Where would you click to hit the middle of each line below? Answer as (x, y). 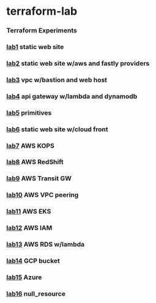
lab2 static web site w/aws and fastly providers (78, 63)
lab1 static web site (35, 47)
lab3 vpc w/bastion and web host (57, 80)
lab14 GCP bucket (33, 261)
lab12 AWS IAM (29, 228)
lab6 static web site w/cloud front (57, 129)
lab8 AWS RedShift (35, 162)
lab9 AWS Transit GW (39, 178)
